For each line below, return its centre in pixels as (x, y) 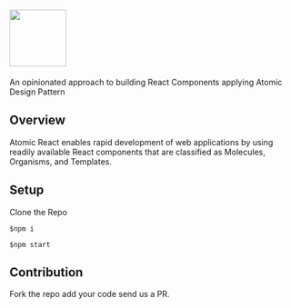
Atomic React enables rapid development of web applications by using (141, 142)
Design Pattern (37, 92)
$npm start (30, 244)
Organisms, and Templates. (60, 161)
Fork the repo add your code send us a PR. (90, 294)
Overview (38, 120)
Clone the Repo (39, 212)
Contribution (46, 272)
